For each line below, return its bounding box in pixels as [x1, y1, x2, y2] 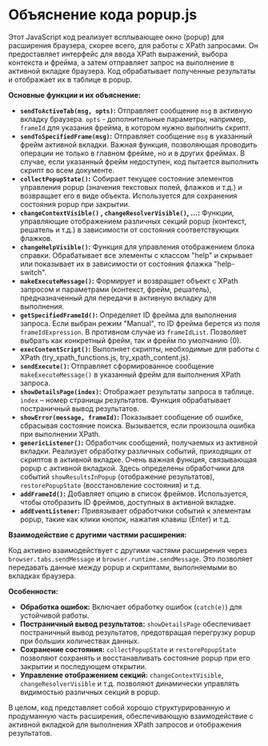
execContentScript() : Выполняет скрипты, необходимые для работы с [19, 344, 260, 353]
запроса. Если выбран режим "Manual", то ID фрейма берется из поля [19, 318, 261, 328]
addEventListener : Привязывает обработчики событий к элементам [19, 506, 251, 515]
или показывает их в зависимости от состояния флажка [19, 259, 213, 268]
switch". [19, 267, 47, 277]
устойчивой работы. [19, 611, 90, 620]
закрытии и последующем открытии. [19, 661, 147, 671]
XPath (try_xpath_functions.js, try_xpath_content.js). [19, 353, 191, 362]
